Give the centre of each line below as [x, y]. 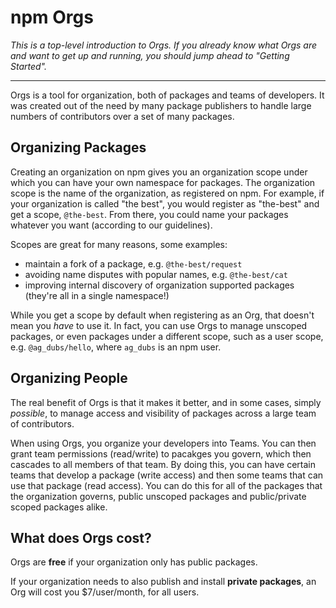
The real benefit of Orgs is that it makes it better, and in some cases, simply [166, 402]
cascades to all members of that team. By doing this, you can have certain [163, 464]
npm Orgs [52, 17]
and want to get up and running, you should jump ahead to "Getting [150, 55]
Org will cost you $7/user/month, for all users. [105, 592]
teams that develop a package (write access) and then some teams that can [167, 475]
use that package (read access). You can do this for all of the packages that [166, 485]
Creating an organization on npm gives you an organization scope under [159, 172]
